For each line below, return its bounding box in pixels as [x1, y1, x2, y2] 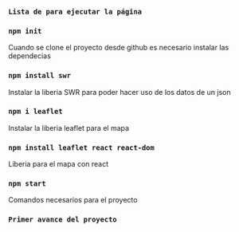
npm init [8, 26, 42, 35]
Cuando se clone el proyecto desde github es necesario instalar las [8, 43, 229, 53]
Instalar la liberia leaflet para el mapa [8, 123, 130, 132]
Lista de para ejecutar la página [8, 7, 142, 16]
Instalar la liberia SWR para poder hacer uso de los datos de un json [8, 87, 231, 96]
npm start [8, 179, 46, 188]
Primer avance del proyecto [8, 215, 117, 224]
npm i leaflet [8, 107, 63, 116]
